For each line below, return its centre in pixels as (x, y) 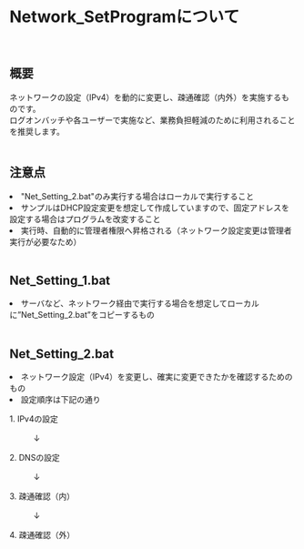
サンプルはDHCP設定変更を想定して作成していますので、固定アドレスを (155, 208)
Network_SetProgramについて (124, 17)
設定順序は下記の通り (61, 400)
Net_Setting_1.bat (60, 280)
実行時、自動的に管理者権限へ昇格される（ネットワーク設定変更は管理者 (157, 230)
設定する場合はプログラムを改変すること (85, 219)
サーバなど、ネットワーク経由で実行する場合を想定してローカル (140, 303)
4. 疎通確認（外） (42, 535)
